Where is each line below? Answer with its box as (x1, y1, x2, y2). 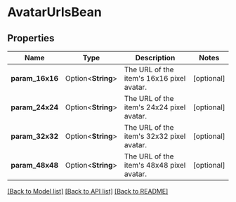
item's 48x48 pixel (124, 161, 186, 170)
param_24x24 (11, 102, 58, 112)
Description (135, 53, 176, 62)
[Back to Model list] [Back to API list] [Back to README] (7, 187, 169, 195)
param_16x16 (11, 74, 58, 83)
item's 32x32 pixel (124, 131, 186, 141)
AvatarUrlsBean (7, 4, 102, 20)
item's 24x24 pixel (124, 102, 186, 112)
